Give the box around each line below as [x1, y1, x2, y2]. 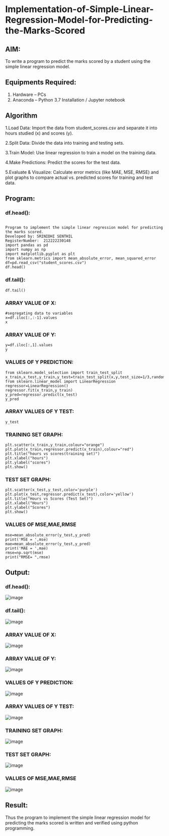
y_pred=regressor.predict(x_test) [5, 392, 78, 397]
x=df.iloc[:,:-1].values [5, 315, 57, 320]
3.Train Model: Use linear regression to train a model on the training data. [5, 149, 157, 155]
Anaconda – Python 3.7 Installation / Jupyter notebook [12, 97, 125, 103]
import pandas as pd [5, 243, 49, 248]
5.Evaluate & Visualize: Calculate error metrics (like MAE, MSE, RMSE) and [5, 169, 159, 175]
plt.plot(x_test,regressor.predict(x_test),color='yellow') [5, 492, 134, 497]
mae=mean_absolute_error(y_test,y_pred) [5, 541, 92, 546]
